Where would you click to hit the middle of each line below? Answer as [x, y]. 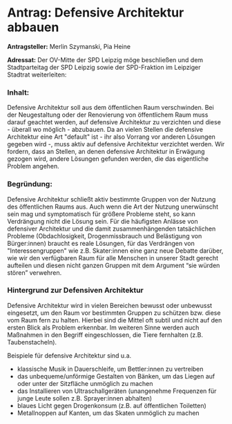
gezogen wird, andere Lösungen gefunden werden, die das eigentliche [108, 159]
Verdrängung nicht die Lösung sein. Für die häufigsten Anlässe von [103, 221]
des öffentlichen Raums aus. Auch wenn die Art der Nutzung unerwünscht [113, 206]
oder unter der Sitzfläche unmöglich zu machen [85, 383]
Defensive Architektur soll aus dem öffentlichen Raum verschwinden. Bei [110, 108]
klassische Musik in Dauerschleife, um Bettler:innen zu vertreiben [110, 369]
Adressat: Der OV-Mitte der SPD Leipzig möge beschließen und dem [105, 59]
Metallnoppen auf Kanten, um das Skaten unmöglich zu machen [108, 413]
